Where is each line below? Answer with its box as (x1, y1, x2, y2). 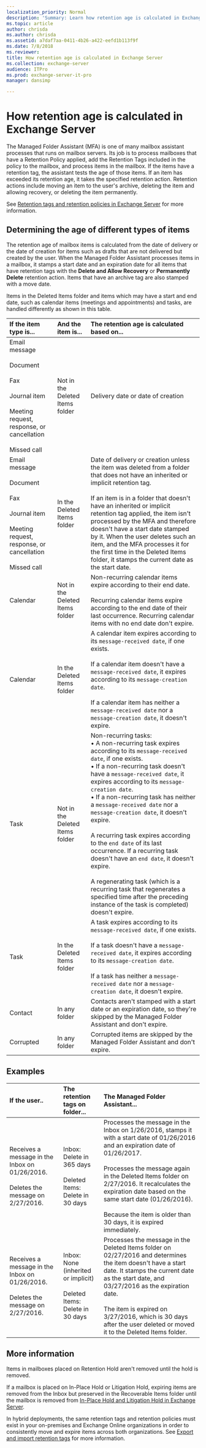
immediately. (103, 1226, 141, 1234)
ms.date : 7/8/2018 (6, 44, 53, 50)
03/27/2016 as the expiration (103, 1281, 190, 1290)
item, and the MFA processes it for (91, 540, 189, 548)
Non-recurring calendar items (91, 573, 178, 581)
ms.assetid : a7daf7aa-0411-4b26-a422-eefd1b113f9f (6, 37, 139, 44)
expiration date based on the (103, 1187, 186, 1195)
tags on (63, 1100, 86, 1108)
